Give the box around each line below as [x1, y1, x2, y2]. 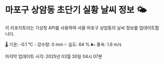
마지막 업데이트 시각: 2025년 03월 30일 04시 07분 [5, 53, 102, 59]
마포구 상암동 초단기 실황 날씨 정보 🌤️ [5, 4, 147, 16]
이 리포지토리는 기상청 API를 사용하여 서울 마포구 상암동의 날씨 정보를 [5, 25, 138, 31]
